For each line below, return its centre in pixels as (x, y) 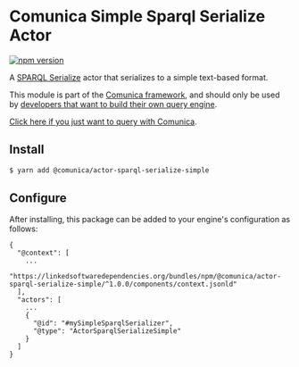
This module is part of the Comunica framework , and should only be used (145, 95)
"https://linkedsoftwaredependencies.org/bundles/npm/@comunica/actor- (145, 277)
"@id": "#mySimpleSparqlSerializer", (103, 323)
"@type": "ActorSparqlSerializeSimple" (107, 331)
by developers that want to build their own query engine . (113, 104)
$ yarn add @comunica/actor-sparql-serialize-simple (109, 170)
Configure (38, 198)
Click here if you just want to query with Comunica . (104, 121)
